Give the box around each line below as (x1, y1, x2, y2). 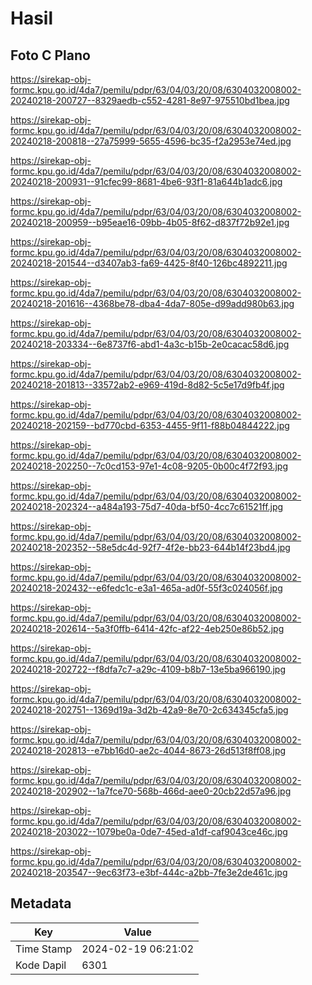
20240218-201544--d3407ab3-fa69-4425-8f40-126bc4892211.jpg (10, 257, 288, 269)
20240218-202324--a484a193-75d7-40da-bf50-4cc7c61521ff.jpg (10, 501, 284, 512)
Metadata (10, 895, 72, 912)
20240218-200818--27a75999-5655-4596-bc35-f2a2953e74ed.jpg (10, 135, 292, 147)
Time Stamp (15, 942, 73, 956)
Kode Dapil (15, 958, 67, 972)
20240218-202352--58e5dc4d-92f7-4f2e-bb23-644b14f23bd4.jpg (10, 542, 291, 553)
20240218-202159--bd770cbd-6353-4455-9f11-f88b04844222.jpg (10, 420, 290, 431)
